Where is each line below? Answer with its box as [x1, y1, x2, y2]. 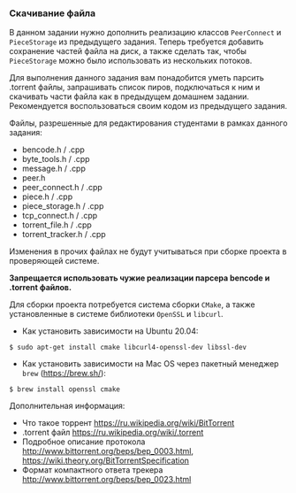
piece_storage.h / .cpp [21, 201, 104, 212]
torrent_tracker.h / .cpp [21, 229, 106, 240]
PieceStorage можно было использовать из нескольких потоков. [9, 56, 253, 66]
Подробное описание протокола [21, 436, 146, 447]
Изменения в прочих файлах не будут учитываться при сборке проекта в [9, 246, 287, 257]
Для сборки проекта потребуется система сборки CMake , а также [9, 299, 255, 310]
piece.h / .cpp [21, 191, 73, 202]
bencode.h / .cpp [21, 144, 86, 155]
